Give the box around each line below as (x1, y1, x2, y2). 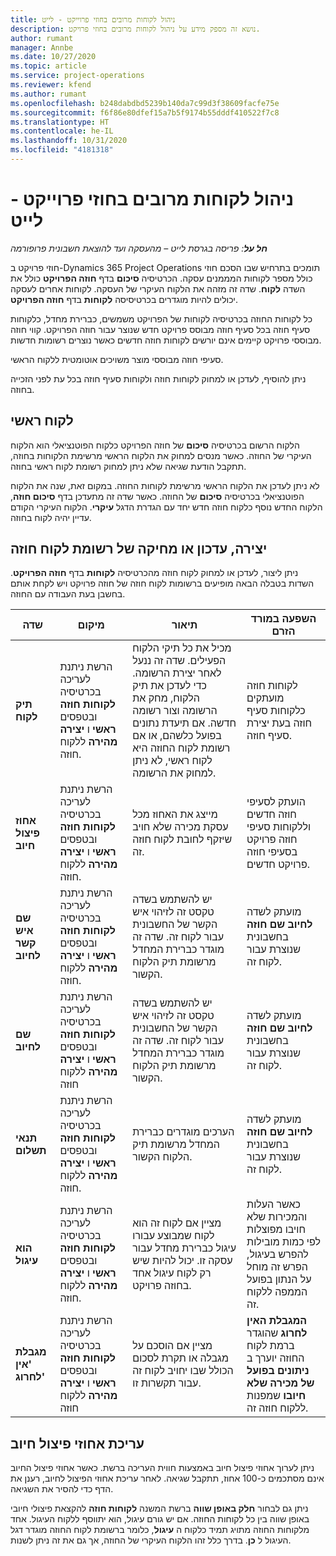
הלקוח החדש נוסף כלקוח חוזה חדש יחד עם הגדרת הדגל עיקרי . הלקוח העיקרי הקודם (10, 501, 323, 513)
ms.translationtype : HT (10, 117, 110, 127)
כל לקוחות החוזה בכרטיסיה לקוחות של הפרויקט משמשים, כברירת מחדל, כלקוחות (10, 312, 313, 325)
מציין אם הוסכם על (132, 1339, 213, 1353)
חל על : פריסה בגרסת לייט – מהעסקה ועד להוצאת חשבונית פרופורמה (10, 242, 268, 254)
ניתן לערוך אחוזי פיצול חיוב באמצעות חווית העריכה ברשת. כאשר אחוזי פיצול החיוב (10, 1462, 315, 1474)
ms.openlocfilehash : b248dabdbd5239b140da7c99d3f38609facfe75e (10, 98, 280, 108)
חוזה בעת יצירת (246, 716, 313, 730)
